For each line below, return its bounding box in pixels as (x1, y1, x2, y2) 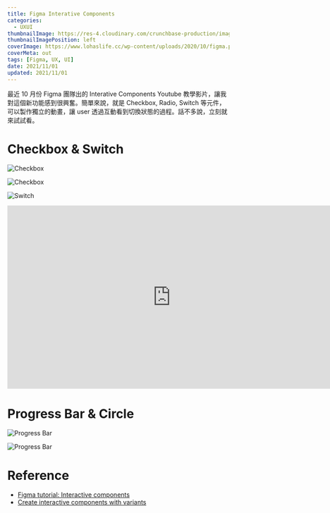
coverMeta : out (7, 50, 52, 57)
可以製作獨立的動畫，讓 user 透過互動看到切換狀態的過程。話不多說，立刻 (7, 107, 221, 116)
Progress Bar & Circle (7, 406, 135, 421)
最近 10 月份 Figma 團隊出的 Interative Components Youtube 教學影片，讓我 (7, 89, 227, 98)
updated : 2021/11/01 (7, 69, 68, 76)
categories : (7, 17, 42, 24)
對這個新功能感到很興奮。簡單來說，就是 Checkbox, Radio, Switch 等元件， (7, 98, 226, 106)
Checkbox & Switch (7, 141, 124, 157)
